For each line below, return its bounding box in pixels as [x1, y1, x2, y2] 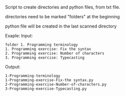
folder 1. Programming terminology [5, 42, 78, 47]
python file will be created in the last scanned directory [5, 23, 117, 29]
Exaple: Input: [5, 33, 33, 38]
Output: [5, 64, 21, 69]
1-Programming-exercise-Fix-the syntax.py [5, 78, 94, 83]
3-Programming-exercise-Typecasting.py [5, 86, 87, 91]
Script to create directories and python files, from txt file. [5, 4, 121, 10]
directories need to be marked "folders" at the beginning [5, 14, 120, 19]
